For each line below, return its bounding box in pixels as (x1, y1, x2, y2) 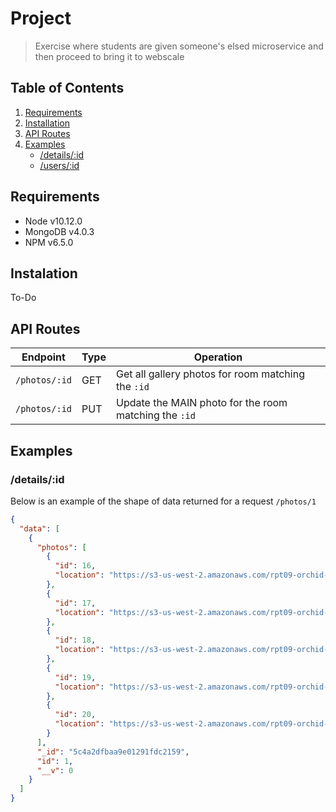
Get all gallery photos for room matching (115, 367, 305, 381)
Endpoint (21, 350, 66, 364)
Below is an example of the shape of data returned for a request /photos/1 (10, 495, 317, 507)
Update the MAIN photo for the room (115, 396, 288, 410)
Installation (24, 117, 71, 129)
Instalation (10, 265, 78, 282)
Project (10, 7, 72, 30)
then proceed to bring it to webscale (34, 50, 185, 62)
